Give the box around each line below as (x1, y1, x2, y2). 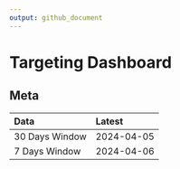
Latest (95, 115, 124, 127)
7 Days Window (14, 145, 81, 157)
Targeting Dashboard (9, 52, 172, 72)
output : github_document (9, 13, 103, 23)
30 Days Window (14, 130, 88, 143)
